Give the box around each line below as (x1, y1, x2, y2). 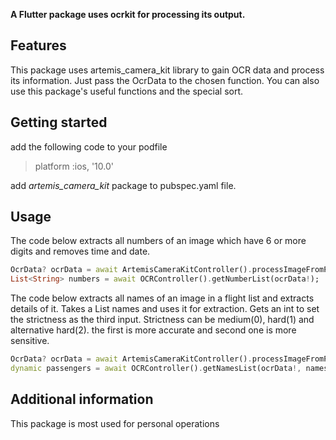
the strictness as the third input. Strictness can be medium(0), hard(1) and (10, 314, 315, 326)
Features (10, 37, 67, 54)
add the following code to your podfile (10, 140, 168, 153)
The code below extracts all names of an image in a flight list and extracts (10, 292, 315, 304)
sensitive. (10, 335, 50, 347)
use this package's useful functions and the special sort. (10, 85, 244, 97)
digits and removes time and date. (10, 245, 151, 258)
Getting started (10, 114, 108, 131)
